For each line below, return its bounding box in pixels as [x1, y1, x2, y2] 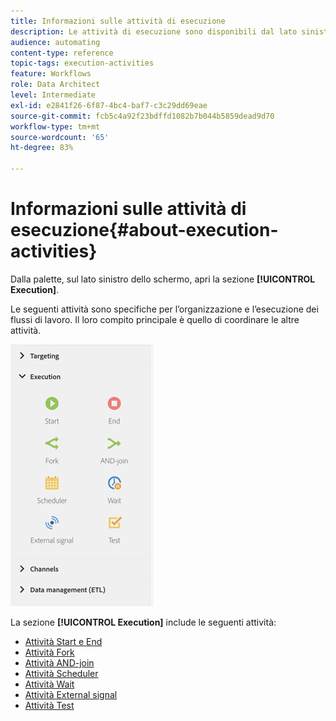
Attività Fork [24, 646, 75, 658]
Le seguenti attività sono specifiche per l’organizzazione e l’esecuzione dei [10, 303, 319, 315]
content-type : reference [10, 48, 114, 58]
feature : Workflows [10, 69, 92, 79]
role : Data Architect [10, 80, 101, 90]
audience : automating [10, 37, 101, 47]
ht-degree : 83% [10, 143, 74, 153]
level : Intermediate [10, 90, 97, 100]
